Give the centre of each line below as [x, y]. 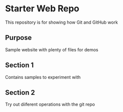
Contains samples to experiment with [43, 77]
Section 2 [20, 93]
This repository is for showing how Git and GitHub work [61, 22]
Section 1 [19, 65]
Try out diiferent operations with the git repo [50, 105]
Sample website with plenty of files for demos [52, 49]
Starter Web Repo [42, 9]
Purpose [19, 38]
